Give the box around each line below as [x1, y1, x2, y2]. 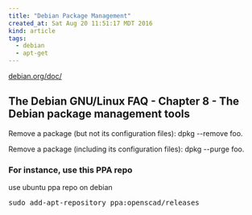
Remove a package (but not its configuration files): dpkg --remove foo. [8, 128, 243, 138]
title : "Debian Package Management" [8, 11, 131, 20]
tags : [8, 34, 27, 43]
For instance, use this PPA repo [8, 164, 133, 176]
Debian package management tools [8, 107, 191, 121]
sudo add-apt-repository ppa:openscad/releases [8, 198, 200, 208]
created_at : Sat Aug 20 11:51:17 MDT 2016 [8, 19, 153, 27]
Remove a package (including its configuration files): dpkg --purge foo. [8, 144, 245, 154]
